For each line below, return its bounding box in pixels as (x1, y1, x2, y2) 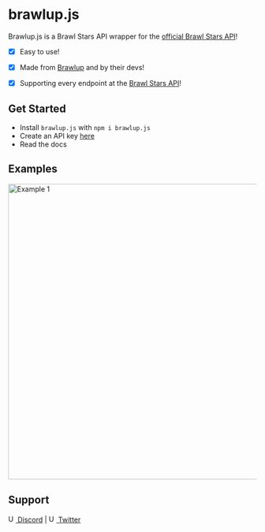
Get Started (8, 102, 66, 115)
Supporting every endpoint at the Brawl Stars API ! (19, 79, 181, 88)
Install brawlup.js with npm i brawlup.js (19, 122, 151, 132)
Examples (8, 162, 58, 176)
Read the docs (19, 140, 67, 149)
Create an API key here (19, 131, 95, 140)
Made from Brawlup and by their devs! (19, 63, 144, 72)
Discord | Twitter (17, 515, 81, 524)
